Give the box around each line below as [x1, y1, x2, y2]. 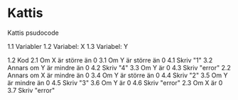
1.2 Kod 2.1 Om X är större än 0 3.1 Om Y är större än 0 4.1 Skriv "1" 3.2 [7, 55, 213, 65]
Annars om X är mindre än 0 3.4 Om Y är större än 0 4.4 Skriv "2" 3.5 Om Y [7, 71, 228, 79]
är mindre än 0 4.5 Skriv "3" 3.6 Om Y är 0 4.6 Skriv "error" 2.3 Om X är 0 [7, 78, 223, 87]
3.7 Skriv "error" [7, 86, 55, 94]
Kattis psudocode [7, 28, 59, 37]
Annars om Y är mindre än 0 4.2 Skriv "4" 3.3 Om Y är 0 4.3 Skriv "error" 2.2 [7, 63, 231, 72]
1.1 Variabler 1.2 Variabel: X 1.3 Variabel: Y [7, 42, 129, 50]
